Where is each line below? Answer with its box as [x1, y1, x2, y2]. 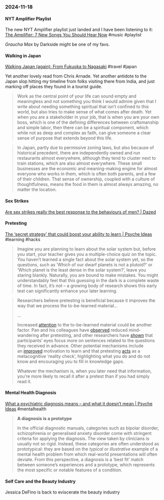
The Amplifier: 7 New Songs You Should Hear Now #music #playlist [5, 32, 141, 38]
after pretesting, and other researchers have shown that [40, 332, 153, 338]
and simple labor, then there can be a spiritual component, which [17, 125, 149, 131]
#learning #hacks [5, 236, 41, 242]
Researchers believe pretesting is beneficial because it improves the [17, 297, 156, 303]
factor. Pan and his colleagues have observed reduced [17, 327, 128, 333]
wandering [17, 332, 39, 338]
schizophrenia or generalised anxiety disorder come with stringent [17, 430, 152, 436]
